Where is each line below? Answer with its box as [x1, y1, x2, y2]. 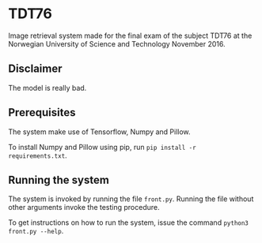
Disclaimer [8, 62, 63, 76]
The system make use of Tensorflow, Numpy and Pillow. [8, 127, 192, 136]
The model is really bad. [8, 83, 87, 92]
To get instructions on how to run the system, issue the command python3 [8, 218, 249, 227]
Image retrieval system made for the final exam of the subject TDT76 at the [8, 31, 253, 40]
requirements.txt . [8, 151, 67, 160]
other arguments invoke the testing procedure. [8, 203, 160, 212]
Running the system [8, 173, 109, 186]
